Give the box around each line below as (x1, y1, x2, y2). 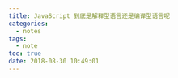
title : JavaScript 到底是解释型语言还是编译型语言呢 (8, 11, 171, 20)
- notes (15, 27, 42, 35)
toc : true (8, 50, 42, 58)
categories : (8, 19, 49, 28)
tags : (8, 34, 27, 43)
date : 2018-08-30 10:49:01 (8, 58, 100, 66)
